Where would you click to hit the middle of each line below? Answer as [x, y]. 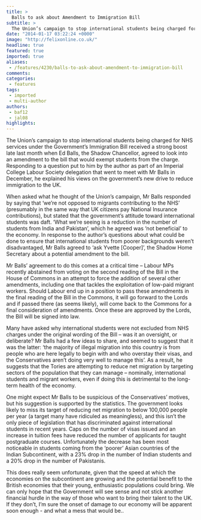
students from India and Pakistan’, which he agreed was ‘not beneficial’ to [97, 229]
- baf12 [18, 112]
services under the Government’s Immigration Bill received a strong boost [97, 147]
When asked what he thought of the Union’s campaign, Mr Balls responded [99, 197]
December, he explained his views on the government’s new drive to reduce [100, 179]
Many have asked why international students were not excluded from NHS [98, 328]
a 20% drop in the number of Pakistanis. [56, 461]
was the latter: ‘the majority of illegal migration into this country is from [93, 347]
